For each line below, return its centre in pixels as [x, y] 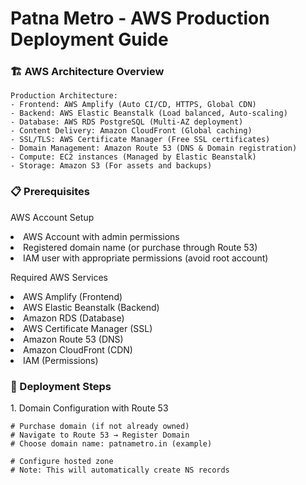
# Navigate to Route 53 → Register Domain [100, 435]
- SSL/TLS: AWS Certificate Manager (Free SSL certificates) [140, 140]
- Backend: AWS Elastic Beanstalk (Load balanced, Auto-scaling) [149, 113]
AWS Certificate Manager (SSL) [88, 328]
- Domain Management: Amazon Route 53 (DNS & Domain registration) [154, 148]
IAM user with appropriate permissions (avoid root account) [146, 258]
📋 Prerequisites [50, 192]
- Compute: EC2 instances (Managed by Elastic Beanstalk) [133, 157]
